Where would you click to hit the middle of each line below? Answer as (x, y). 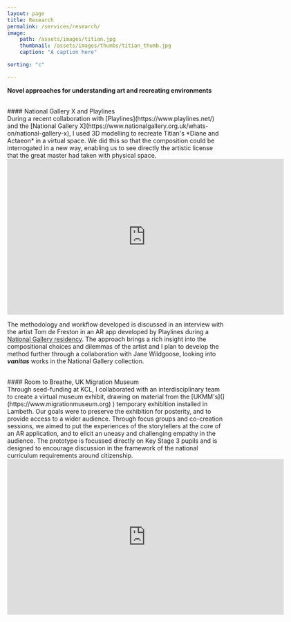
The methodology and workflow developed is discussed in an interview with (115, 324)
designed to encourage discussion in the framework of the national (103, 448)
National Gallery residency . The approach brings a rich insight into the (107, 339)
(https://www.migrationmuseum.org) (59, 404)
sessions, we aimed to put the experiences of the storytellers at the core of (114, 426)
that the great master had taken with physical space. (82, 155)
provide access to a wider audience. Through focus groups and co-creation (115, 419)
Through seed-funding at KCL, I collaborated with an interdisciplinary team (113, 389)
